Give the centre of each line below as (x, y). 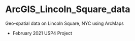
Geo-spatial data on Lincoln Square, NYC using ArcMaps (65, 23)
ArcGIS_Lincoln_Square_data (68, 9)
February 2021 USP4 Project (42, 33)
